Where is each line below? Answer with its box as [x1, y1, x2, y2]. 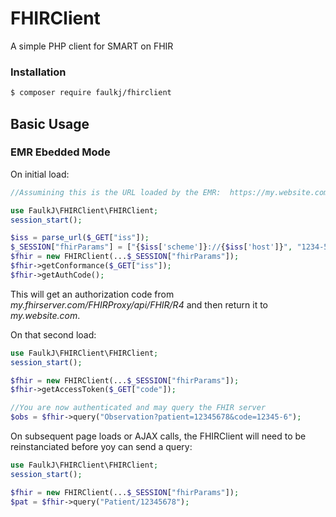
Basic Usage [10, 115, 90, 132]
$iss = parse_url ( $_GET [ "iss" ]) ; [10, 233, 150, 243]
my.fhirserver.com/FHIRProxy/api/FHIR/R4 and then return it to [10, 298, 269, 311]
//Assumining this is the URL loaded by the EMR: [10, 187, 222, 197]
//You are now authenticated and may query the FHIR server [10, 403, 267, 413]
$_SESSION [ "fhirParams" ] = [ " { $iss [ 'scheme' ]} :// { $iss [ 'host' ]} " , [10, 242, 293, 252]
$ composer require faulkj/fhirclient [10, 88, 172, 98]
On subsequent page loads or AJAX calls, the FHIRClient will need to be [10, 430, 307, 442]
